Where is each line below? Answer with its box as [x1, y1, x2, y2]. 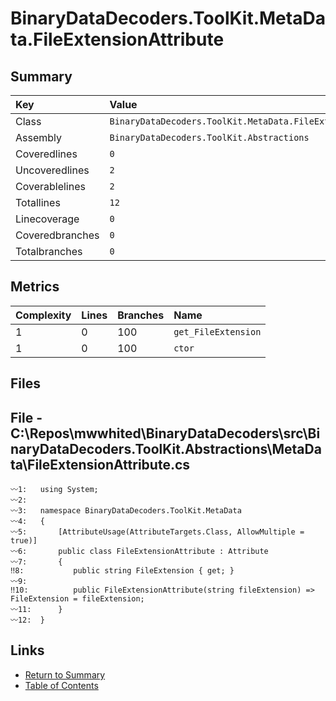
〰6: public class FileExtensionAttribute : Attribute [10, 547, 269, 557]
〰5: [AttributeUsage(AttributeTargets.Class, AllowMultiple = [10, 527, 305, 537]
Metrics [10, 278, 60, 296]
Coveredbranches [15, 228, 100, 242]
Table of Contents [24, 679, 99, 691]
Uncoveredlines [15, 163, 90, 177]
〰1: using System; [10, 485, 99, 495]
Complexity [15, 308, 72, 322]
